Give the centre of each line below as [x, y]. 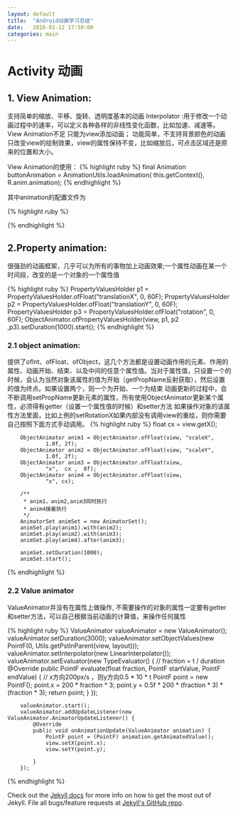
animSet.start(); [46, 559]
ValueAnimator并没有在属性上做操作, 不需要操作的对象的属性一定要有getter [117, 607]
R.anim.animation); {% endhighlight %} [64, 183]
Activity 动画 [45, 71]
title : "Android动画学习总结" [50, 21]
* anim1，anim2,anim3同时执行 [65, 502]
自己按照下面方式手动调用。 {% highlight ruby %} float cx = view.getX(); [113, 424]
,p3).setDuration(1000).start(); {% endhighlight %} [81, 327]
